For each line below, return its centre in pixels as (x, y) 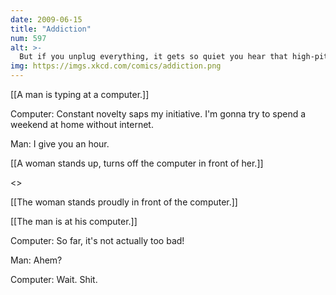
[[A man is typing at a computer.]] (80, 94)
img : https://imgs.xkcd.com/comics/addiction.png (116, 66)
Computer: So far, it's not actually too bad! (97, 240)
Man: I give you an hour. (60, 144)
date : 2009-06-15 (46, 19)
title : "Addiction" (51, 29)
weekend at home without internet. (82, 124)
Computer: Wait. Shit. (54, 279)
